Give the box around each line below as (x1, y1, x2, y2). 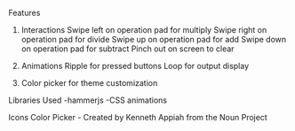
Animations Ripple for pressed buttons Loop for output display (20, 61, 250, 71)
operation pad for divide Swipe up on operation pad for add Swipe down (20, 35, 287, 44)
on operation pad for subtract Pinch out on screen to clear (20, 43, 235, 54)
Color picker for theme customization (20, 78, 158, 88)
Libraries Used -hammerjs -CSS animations (8, 95, 168, 105)
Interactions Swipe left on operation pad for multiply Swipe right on (20, 25, 267, 35)
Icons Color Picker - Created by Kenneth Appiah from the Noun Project (8, 112, 267, 122)
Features (8, 8, 41, 18)
